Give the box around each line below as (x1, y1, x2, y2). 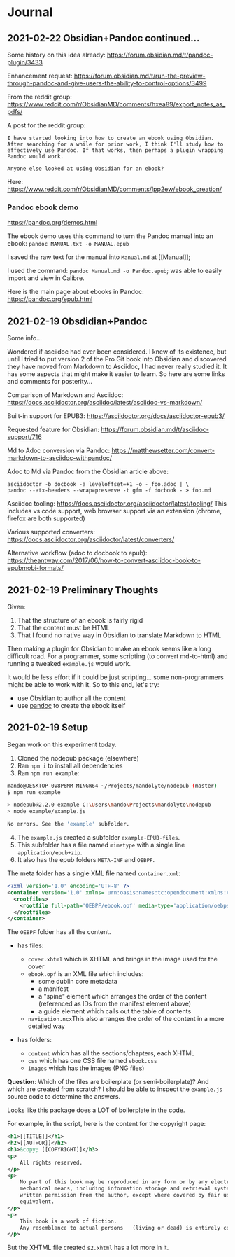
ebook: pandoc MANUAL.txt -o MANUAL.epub (7, 239, 129, 248)
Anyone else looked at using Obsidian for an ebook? (7, 165, 164, 172)
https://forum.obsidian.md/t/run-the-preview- (73, 71, 206, 80)
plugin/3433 (7, 58, 43, 67)
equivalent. (20, 1198, 55, 1205)
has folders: (17, 1036, 52, 1044)
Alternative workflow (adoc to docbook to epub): (7, 549, 148, 557)
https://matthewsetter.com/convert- (111, 446, 215, 455)
